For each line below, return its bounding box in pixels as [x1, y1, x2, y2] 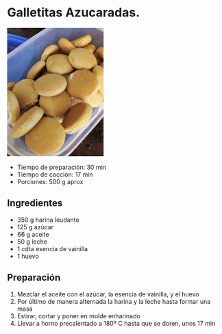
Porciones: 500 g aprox [16, 177, 84, 185]
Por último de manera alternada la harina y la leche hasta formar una [16, 297, 211, 305]
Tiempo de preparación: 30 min [16, 163, 107, 171]
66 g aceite [16, 230, 49, 238]
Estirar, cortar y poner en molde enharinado [16, 311, 140, 320]
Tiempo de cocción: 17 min [16, 170, 94, 179]
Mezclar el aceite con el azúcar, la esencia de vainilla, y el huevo [16, 290, 200, 298]
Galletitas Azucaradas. [7, 5, 140, 21]
